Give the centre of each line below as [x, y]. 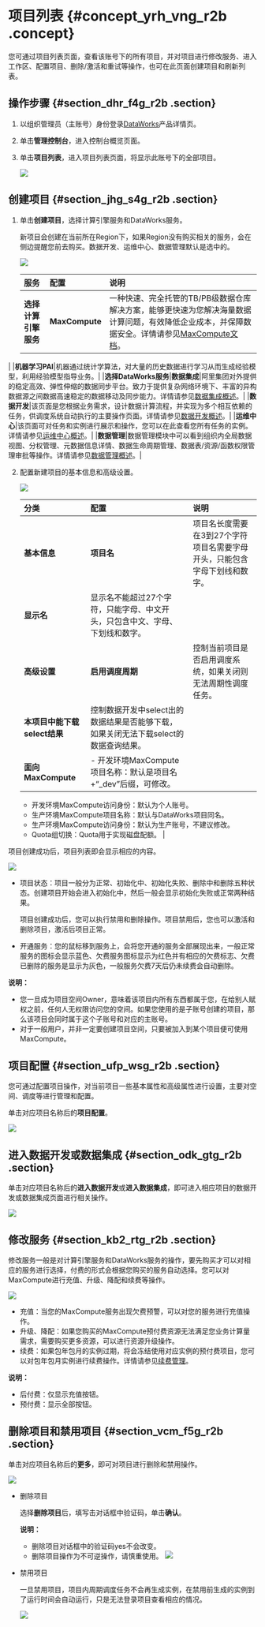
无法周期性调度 [220, 683]
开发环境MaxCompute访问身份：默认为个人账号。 [112, 805]
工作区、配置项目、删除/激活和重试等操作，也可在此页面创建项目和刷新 [123, 66]
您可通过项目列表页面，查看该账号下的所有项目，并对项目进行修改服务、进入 [132, 56]
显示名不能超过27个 [127, 597]
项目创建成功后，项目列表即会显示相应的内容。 [84, 851]
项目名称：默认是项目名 [134, 772]
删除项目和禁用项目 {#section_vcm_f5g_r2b [116, 1432]
